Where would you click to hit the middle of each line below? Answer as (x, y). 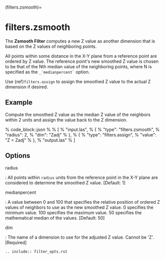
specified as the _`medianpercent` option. (48, 72)
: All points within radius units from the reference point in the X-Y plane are (82, 177)
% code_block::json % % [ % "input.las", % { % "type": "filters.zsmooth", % (82, 129)
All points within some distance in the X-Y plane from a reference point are (81, 56)
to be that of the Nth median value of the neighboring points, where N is (79, 66)
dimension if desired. (27, 87)
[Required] (16, 242)
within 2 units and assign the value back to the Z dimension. (66, 120)
